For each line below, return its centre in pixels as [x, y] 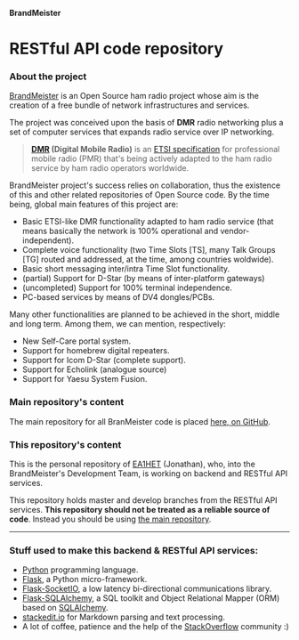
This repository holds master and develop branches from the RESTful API [143, 500]
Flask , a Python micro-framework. [85, 579]
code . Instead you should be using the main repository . [110, 519]
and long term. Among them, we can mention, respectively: [118, 324]
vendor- [235, 231]
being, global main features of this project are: [94, 205]
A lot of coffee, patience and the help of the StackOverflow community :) [155, 627]
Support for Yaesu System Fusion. [85, 379]
